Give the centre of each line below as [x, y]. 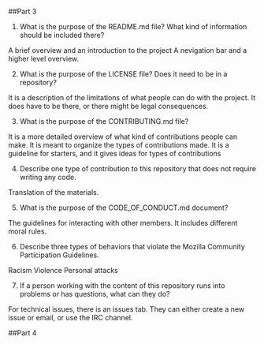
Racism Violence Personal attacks [63, 270]
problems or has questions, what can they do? [95, 294]
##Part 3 [22, 11]
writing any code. [48, 177]
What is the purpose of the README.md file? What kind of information [133, 26]
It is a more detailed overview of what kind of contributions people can [123, 136]
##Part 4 [22, 333]
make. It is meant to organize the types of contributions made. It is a [119, 145]
